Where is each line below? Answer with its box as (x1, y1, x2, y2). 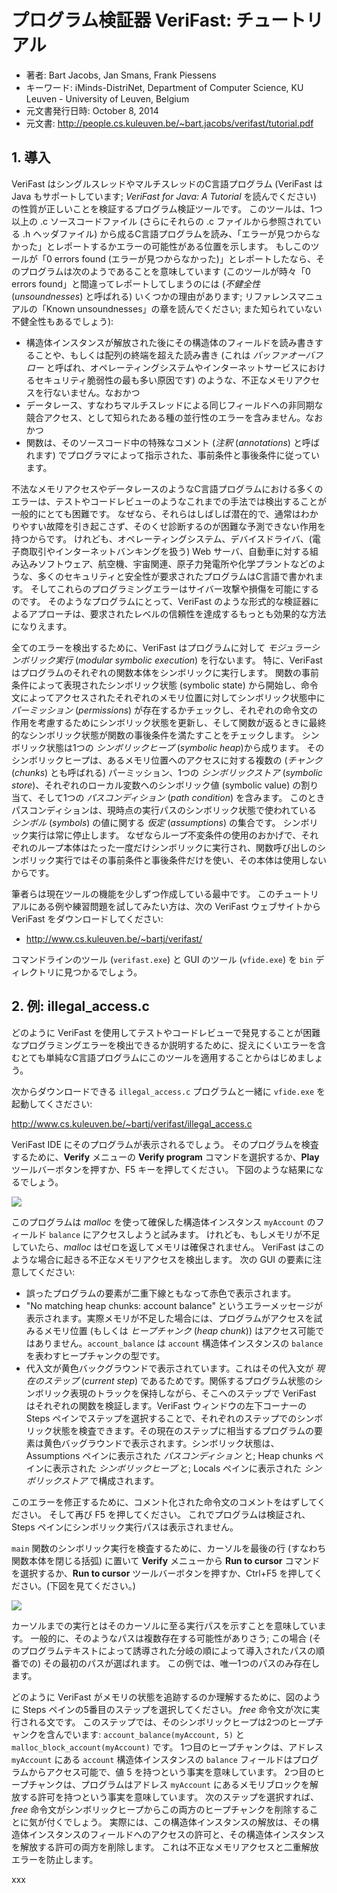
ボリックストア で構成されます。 (25, 1474, 159, 1486)
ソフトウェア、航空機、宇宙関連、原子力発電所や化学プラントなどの (37, 557, 318, 570)
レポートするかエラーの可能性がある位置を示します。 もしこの (54, 240, 311, 252)
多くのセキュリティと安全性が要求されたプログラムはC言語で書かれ (37, 570, 315, 582)
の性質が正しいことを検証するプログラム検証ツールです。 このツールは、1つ (11, 202, 323, 215)
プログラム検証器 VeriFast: (11, 9, 233, 32)
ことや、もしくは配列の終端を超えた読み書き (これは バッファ (34, 349, 289, 361)
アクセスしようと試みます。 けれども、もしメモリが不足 (90, 1228, 321, 1240)
